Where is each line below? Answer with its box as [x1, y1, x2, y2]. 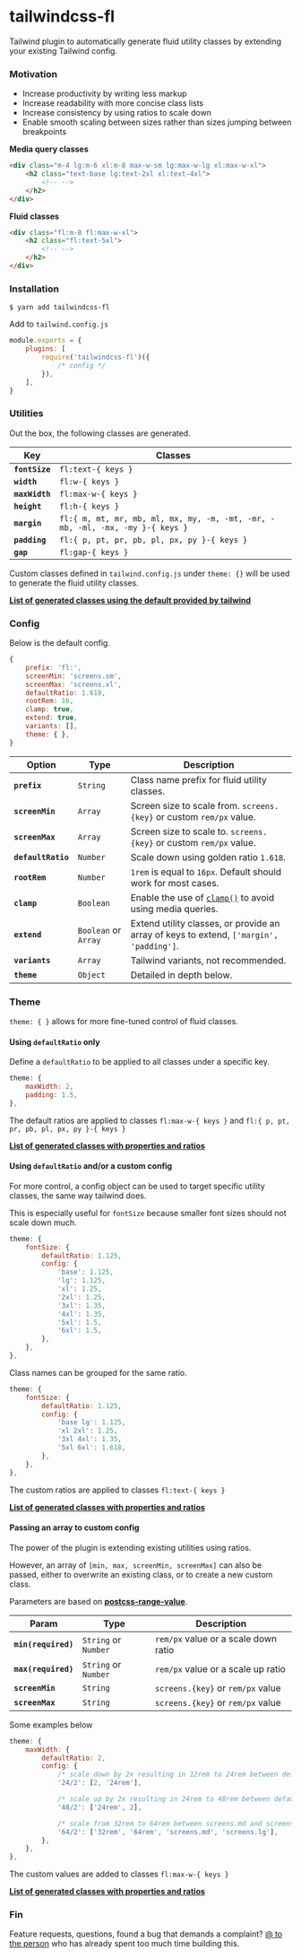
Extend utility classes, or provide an [130, 917, 280, 929]
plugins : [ [25, 344, 66, 353]
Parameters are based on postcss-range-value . [9, 1596, 188, 1606]
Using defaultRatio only [9, 1036, 100, 1047]
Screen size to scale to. [130, 825, 228, 838]
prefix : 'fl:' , [25, 663, 82, 672]
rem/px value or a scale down [155, 1632, 278, 1645]
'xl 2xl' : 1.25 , [56, 1426, 118, 1436]
